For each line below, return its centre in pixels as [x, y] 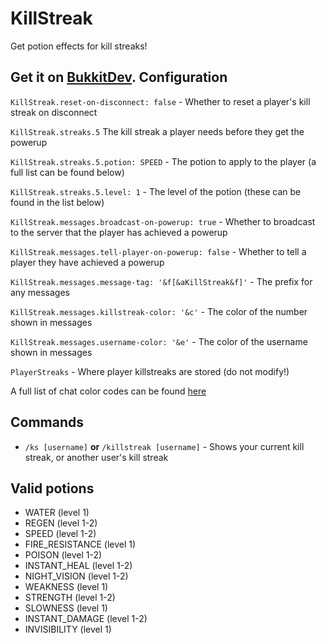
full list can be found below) [67, 172]
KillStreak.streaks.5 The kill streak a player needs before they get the [157, 131]
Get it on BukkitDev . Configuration [119, 77]
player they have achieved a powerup [87, 262]
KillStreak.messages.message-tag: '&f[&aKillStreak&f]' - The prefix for [161, 281]
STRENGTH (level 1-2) [70, 598]
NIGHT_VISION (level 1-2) [76, 576]
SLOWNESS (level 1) [66, 608]
